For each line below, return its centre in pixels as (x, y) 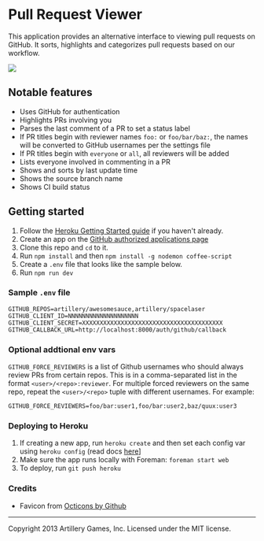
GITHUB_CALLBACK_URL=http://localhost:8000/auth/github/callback (117, 330)
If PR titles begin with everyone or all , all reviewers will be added (124, 153)
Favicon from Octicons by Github (73, 506)
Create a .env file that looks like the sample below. (101, 264)
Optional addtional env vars (62, 350)
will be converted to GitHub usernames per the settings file (115, 145)
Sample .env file (39, 293)
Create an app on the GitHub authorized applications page (114, 239)
